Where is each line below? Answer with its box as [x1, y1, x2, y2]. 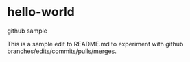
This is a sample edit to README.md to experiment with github [7, 40, 184, 48]
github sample [7, 27, 48, 35]
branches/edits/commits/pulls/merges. [7, 47, 117, 55]
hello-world [7, 4, 75, 20]
